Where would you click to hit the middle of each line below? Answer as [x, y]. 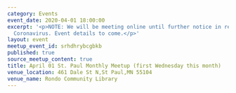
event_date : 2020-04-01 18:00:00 [56, 20]
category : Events [33, 14]
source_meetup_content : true [50, 59]
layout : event [28, 40]
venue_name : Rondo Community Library [63, 79]
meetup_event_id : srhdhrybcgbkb [54, 46]
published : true [31, 53]
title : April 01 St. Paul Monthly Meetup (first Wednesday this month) [114, 66]
